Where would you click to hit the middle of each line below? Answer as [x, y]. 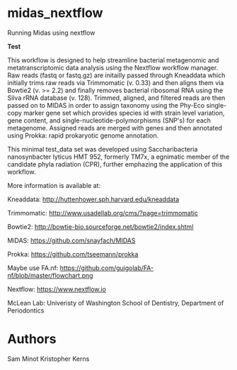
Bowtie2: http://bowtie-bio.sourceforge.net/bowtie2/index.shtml [100, 226]
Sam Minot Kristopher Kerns [48, 359]
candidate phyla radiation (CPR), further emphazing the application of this [115, 164]
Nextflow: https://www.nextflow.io [57, 289]
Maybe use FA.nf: [33, 268]
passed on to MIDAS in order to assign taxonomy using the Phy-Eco [106, 105]
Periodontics [26, 310]
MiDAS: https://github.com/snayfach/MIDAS [71, 240]
